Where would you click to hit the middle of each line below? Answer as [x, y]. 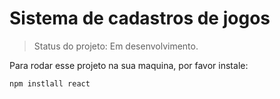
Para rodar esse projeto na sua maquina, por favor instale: [129, 65]
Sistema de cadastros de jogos [140, 18]
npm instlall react [50, 83]
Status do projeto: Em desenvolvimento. [116, 46]
